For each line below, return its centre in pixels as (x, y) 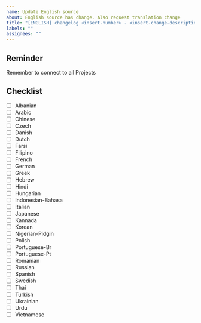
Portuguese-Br (33, 247)
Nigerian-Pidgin (34, 233)
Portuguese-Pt (33, 254)
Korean (24, 227)
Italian (22, 207)
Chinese (25, 119)
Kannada (26, 220)
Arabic (23, 112)
